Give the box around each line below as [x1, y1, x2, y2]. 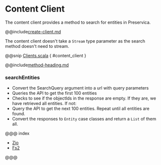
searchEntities [5, 74, 40, 81]
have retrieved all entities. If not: [12, 101, 77, 106]
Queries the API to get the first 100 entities [12, 90, 97, 96]
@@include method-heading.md [5, 62, 69, 68]
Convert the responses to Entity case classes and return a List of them [12, 116, 157, 122]
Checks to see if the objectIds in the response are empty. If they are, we [12, 95, 156, 101]
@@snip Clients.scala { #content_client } [5, 52, 86, 59]
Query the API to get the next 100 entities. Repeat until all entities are [12, 105, 149, 112]
